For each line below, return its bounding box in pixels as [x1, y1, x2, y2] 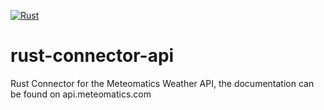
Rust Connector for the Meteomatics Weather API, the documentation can [10, 77, 315, 89]
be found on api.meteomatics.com [10, 88, 152, 100]
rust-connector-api [10, 45, 175, 67]
